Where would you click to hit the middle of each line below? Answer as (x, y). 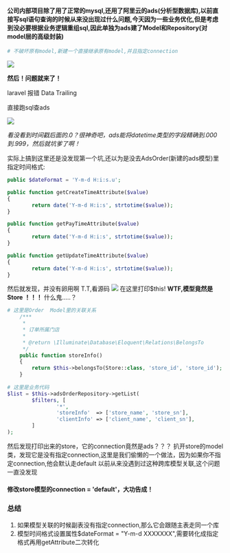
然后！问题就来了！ (34, 79)
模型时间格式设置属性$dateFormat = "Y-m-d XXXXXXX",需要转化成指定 (118, 533)
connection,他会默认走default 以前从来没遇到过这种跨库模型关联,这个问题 (116, 463)
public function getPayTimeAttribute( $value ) (73, 224)
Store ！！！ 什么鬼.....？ (42, 298)
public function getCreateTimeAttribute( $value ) (78, 192)
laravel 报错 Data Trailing (42, 93)
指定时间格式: (26, 167)
